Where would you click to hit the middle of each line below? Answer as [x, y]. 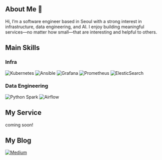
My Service [23, 113]
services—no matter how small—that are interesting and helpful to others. [81, 32]
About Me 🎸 [24, 9]
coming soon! [19, 125]
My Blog [18, 140]
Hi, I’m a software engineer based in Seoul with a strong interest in [73, 21]
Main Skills [22, 48]
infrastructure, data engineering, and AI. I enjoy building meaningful [75, 27]
